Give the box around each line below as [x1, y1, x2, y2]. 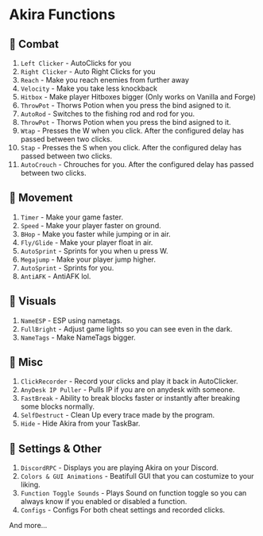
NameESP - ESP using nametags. [20, 316, 122, 325]
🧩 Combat [9, 37, 59, 51]
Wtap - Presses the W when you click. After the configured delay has [20, 126, 245, 135]
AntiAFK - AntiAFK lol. [20, 271, 91, 281]
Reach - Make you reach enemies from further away [20, 76, 190, 84]
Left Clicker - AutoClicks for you [20, 58, 132, 68]
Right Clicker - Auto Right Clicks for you [20, 67, 156, 76]
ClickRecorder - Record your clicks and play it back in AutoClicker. [20, 376, 238, 386]
